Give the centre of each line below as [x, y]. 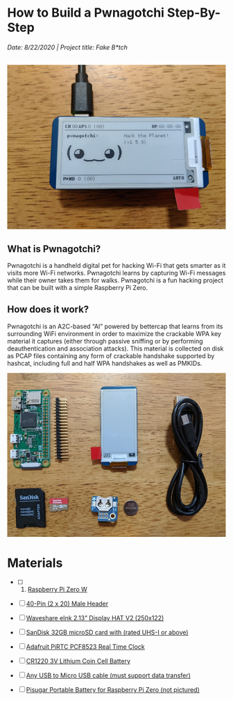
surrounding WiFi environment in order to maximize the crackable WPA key [114, 333]
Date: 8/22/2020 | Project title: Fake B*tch [68, 47]
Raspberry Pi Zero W [58, 590]
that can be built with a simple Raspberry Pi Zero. [78, 287]
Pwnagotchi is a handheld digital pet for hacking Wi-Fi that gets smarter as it [116, 265]
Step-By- [193, 13]
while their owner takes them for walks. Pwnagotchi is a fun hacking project [115, 280]
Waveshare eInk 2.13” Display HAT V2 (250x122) [95, 618]
